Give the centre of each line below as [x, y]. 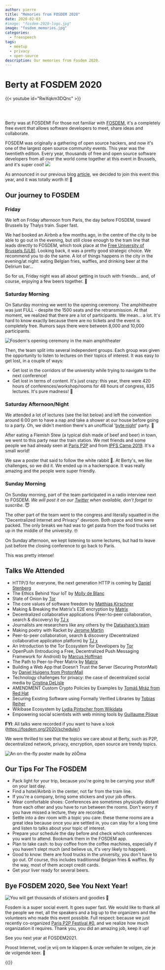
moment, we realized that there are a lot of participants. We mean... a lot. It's [83, 315]
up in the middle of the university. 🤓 [41, 531]
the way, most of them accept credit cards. [56, 865]
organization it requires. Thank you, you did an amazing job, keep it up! [77, 928]
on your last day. [29, 786]
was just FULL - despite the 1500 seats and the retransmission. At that [76, 310]
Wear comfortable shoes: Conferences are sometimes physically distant [85, 802]
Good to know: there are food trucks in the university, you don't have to [85, 855]
